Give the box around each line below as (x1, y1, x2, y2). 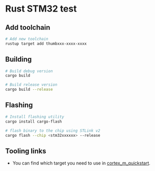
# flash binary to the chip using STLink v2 (5, 128, 100, 133)
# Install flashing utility (5, 114, 65, 119)
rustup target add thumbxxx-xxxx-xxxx (5, 41, 87, 46)
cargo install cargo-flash (5, 119, 62, 124)
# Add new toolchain (5, 36, 49, 41)
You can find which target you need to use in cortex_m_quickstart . (12, 160, 150, 166)
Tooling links (5, 147, 46, 155)
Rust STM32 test (5, 3, 77, 15)
